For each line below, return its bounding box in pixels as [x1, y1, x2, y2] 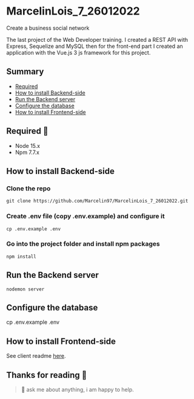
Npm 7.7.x [15, 149, 39, 156]
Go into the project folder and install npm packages [6, 240, 160, 248]
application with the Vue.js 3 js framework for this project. [6, 49, 151, 56]
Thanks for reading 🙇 [6, 370, 87, 380]
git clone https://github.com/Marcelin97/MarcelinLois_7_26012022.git [6, 198, 189, 204]
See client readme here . [6, 352, 66, 360]
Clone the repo [6, 184, 51, 192]
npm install [6, 253, 36, 260]
